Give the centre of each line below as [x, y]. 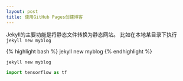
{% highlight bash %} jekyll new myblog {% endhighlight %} [79, 51]
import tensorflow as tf [37, 73]
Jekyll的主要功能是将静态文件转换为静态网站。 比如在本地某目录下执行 [91, 34]
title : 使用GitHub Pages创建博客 [45, 17]
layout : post [22, 11]
